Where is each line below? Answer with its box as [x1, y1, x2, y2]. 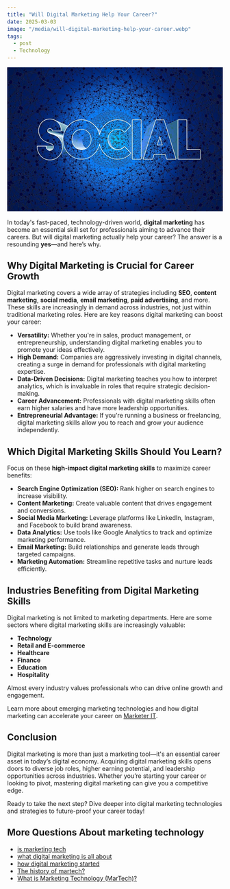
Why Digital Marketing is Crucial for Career [7, 260, 194, 272]
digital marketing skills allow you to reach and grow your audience [16, 418, 204, 427]
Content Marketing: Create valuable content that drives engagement [16, 499, 212, 508]
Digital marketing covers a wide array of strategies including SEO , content [7, 289, 217, 297]
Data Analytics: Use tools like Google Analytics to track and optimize [16, 528, 213, 536]
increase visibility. [16, 492, 68, 500]
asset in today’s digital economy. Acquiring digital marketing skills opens [7, 757, 212, 765]
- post [13, 40, 32, 47]
